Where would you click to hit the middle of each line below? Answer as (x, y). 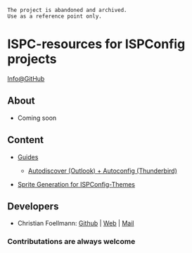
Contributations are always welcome (71, 242)
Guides (28, 157)
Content (26, 140)
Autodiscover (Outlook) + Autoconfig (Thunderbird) (102, 171)
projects (32, 59)
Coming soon (37, 118)
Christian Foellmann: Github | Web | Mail (76, 223)
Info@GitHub (26, 78)
